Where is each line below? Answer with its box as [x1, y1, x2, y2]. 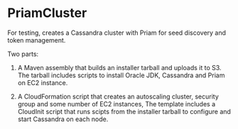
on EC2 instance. [17, 78, 68, 86]
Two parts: [7, 50, 39, 58]
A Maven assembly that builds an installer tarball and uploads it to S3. [17, 63, 222, 72]
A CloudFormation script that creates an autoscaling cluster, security [17, 92, 219, 101]
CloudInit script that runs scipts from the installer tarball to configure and [17, 107, 231, 116]
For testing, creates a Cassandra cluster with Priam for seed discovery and [7, 28, 226, 37]
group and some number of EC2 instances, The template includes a [17, 99, 216, 108]
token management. [7, 35, 66, 44]
